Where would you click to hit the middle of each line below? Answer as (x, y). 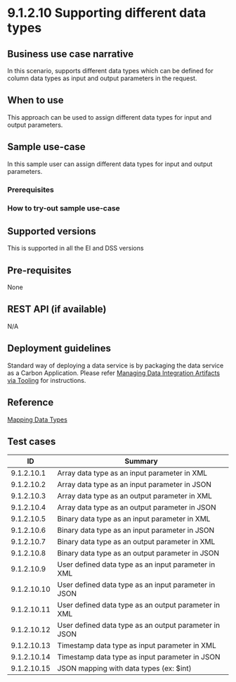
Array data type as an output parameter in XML (135, 496)
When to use (36, 100)
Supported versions (52, 231)
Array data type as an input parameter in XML (132, 473)
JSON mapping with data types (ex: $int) (124, 669)
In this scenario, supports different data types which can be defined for (110, 71)
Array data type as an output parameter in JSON (137, 507)
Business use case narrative (71, 54)
